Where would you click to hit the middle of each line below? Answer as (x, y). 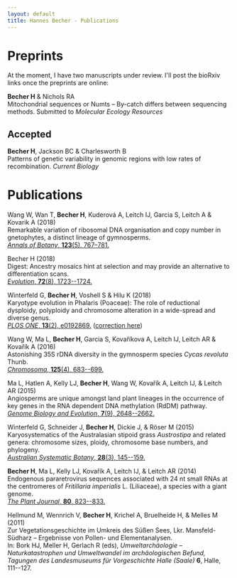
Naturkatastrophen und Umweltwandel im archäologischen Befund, (106, 553)
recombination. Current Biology (53, 166)
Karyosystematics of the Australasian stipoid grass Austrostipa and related (116, 435)
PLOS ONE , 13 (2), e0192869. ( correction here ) (75, 326)
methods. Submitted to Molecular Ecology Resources (85, 112)
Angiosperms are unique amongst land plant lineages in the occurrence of (116, 398)
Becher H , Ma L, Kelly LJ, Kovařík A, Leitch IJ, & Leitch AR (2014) (102, 471)
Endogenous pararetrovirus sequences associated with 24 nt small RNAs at (118, 479)
